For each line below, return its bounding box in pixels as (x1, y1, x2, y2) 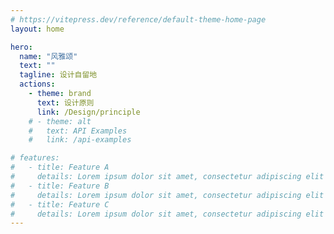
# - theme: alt (28, 116, 92, 126)
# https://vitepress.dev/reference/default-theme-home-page (10, 14, 267, 25)
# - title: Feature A (10, 162, 110, 173)
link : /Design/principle (36, 107, 141, 117)
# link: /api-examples (28, 135, 132, 145)
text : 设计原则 (36, 97, 95, 108)
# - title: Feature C (10, 199, 110, 210)
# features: (10, 153, 60, 163)
